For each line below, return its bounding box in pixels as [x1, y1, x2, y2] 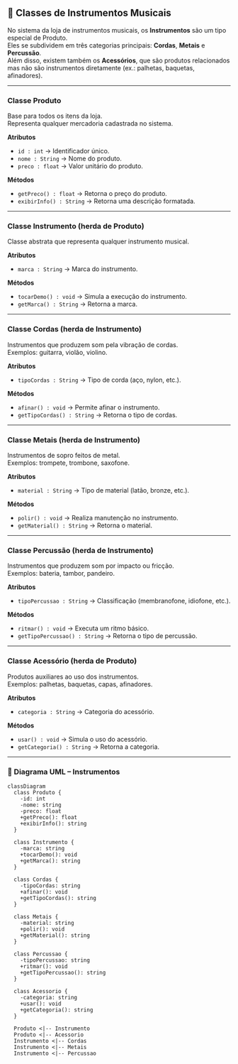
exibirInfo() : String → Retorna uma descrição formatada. [17, 197, 196, 206]
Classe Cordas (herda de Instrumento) [7, 324, 142, 334]
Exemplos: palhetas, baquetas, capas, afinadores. [7, 679, 153, 689]
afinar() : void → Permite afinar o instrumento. [17, 402, 160, 412]
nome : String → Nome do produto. [17, 154, 123, 163]
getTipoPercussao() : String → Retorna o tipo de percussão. [17, 632, 198, 640]
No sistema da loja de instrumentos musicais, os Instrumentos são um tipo [7, 26, 227, 34]
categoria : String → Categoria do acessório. [17, 707, 154, 715]
